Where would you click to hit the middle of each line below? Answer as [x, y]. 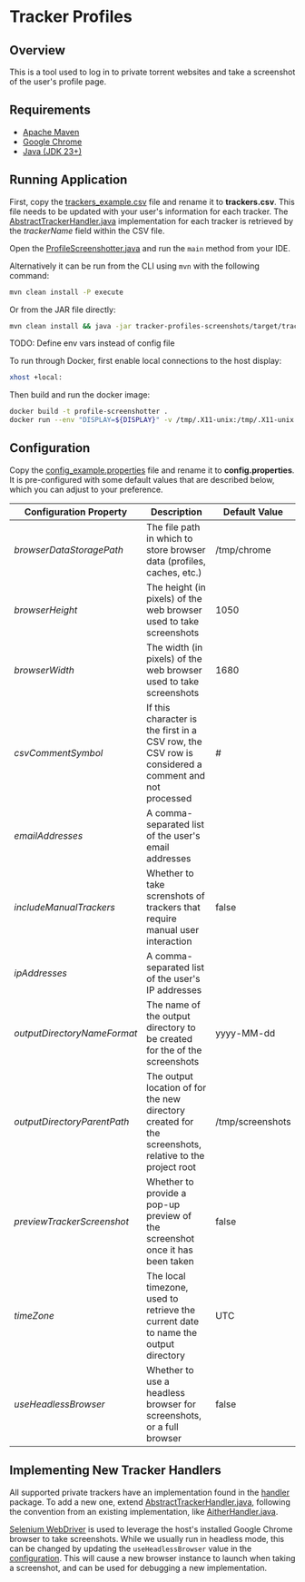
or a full [162, 1427]
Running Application [69, 180]
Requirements [50, 110]
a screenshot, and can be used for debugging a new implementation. [138, 1567]
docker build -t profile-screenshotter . [89, 412]
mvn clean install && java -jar [70, 326]
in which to [170, 538]
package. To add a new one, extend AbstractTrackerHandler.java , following [150, 1502]
